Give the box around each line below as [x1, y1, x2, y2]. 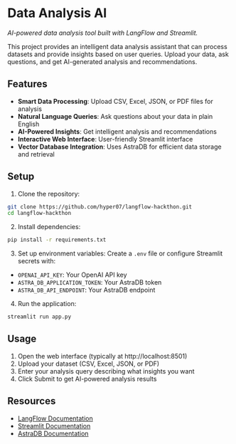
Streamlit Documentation [17, 421, 91, 430]
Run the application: [17, 300, 77, 308]
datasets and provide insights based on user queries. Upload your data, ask [7, 50, 229, 58]
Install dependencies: [17, 223, 81, 231]
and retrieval [17, 149, 55, 158]
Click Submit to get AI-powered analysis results [17, 374, 157, 383]
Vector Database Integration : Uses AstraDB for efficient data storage [17, 142, 222, 151]
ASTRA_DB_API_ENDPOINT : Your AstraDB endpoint [17, 286, 156, 295]
